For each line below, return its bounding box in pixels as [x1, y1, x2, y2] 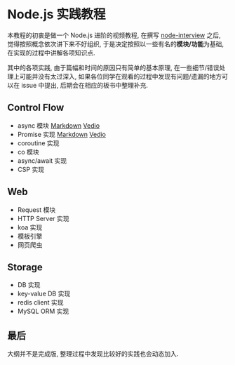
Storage [7, 261, 43, 273]
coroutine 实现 [17, 138, 60, 147]
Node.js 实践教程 [7, 6, 107, 22]
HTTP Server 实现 [17, 214, 69, 223]
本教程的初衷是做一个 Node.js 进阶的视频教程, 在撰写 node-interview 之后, [7, 31, 221, 39]
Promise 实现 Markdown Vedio [17, 130, 107, 138]
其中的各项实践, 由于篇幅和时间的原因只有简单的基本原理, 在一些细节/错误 [7, 63, 220, 72]
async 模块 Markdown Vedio [17, 121, 100, 130]
